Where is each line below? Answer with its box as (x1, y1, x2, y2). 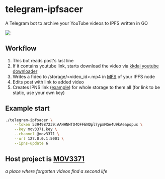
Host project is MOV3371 (5, 155, 85, 163)
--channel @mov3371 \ (14, 132, 59, 137)
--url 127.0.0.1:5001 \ (14, 136, 64, 141)
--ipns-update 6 (14, 141, 49, 146)
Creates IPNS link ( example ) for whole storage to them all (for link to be (12, 84, 160, 90)
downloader (12, 68, 38, 74)
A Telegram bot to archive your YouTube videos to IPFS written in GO (5, 20, 148, 26)
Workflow (5, 44, 37, 53)
